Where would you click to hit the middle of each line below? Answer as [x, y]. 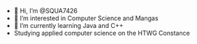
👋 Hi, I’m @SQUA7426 [46, 11]
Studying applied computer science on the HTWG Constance [102, 33]
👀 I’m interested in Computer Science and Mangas [86, 18]
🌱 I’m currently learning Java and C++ [68, 25]
